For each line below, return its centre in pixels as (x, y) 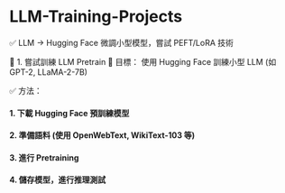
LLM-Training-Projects (96, 17)
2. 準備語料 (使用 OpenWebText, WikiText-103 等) (102, 135)
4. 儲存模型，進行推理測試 (58, 180)
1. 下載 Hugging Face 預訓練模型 (69, 113)
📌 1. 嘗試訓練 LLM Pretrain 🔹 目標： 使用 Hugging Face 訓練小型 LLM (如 (143, 61)
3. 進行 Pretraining (44, 157)
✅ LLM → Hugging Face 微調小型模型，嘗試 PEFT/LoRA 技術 (122, 42)
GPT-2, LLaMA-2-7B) (49, 72)
